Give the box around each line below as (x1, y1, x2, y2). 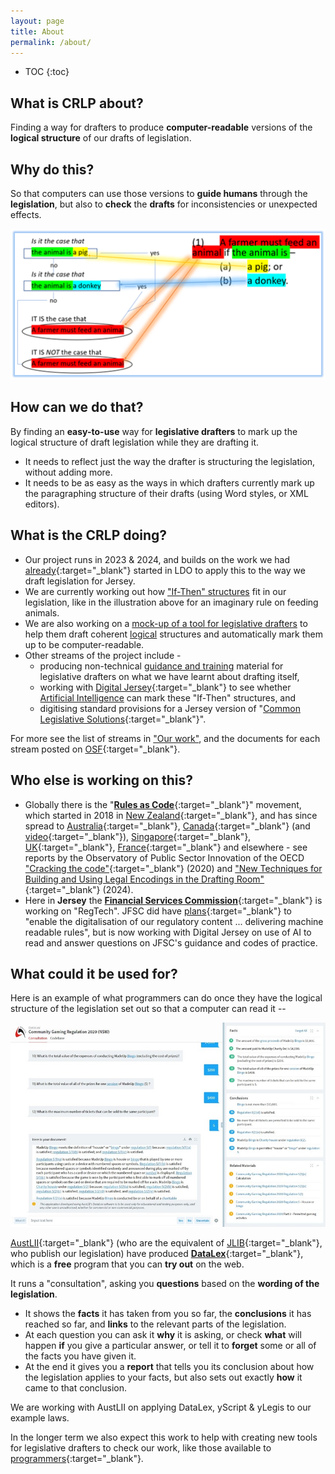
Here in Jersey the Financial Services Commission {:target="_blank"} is (24, 894, 323, 906)
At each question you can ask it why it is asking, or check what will (24, 1329, 302, 1341)
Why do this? (10, 161, 95, 178)
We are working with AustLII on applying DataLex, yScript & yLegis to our (10, 1401, 312, 1414)
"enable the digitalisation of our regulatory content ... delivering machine (24, 915, 324, 927)
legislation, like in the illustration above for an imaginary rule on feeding (24, 596, 319, 608)
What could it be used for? (10, 965, 178, 982)
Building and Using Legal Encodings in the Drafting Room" (24, 873, 265, 885)
